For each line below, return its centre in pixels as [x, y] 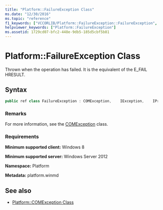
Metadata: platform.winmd [32, 176]
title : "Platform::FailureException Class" [50, 9]
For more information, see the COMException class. [57, 124]
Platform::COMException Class [43, 202]
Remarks [16, 113]
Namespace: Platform [27, 166]
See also [18, 190]
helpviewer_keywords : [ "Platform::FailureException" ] [61, 28]
